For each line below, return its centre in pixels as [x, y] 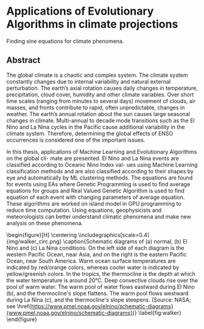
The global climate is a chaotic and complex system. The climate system [97, 75]
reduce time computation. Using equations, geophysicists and [84, 210]
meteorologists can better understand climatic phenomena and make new [99, 216]
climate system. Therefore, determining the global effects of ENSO [90, 133]
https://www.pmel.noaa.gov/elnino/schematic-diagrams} [102, 306]
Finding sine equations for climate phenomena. [65, 41]
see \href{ [19, 306]
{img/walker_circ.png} [34, 241]
